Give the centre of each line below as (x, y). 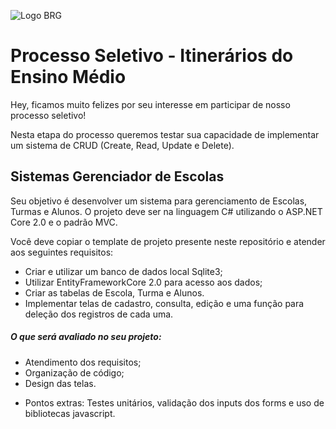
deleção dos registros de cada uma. (99, 314)
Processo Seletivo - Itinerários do (152, 56)
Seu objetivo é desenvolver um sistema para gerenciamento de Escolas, (159, 201)
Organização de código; (74, 372)
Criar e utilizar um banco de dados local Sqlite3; (123, 271)
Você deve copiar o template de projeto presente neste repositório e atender (168, 241)
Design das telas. (60, 383)
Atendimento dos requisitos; (83, 362)
